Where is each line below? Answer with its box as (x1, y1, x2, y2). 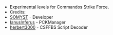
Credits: (9, 9, 26, 15)
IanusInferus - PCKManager (9, 19, 66, 25)
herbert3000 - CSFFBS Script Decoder (9, 24, 88, 30)
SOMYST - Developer (9, 14, 54, 20)
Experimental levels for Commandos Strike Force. (9, 4, 109, 10)
